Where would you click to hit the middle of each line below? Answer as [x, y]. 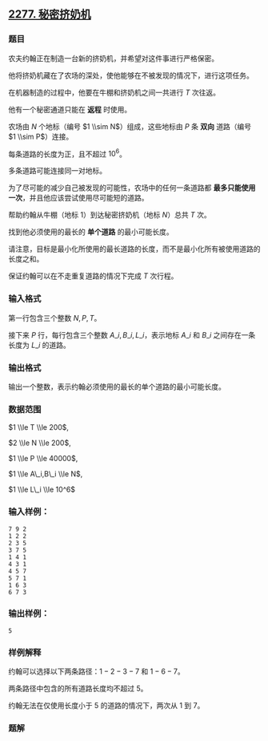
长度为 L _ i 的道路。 [39, 345]
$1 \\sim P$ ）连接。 [41, 136]
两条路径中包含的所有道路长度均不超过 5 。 [78, 689]
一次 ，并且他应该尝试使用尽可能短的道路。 [78, 198]
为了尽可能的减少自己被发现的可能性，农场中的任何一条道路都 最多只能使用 [132, 188]
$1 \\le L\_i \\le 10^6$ [42, 490]
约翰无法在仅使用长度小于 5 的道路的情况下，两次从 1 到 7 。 [106, 706]
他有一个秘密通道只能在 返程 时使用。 [70, 109]
